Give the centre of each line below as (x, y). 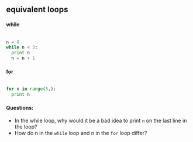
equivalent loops (37, 10)
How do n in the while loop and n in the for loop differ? (81, 133)
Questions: (20, 108)
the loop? (26, 127)
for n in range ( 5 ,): (31, 89)
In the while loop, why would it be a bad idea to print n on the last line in (101, 121)
